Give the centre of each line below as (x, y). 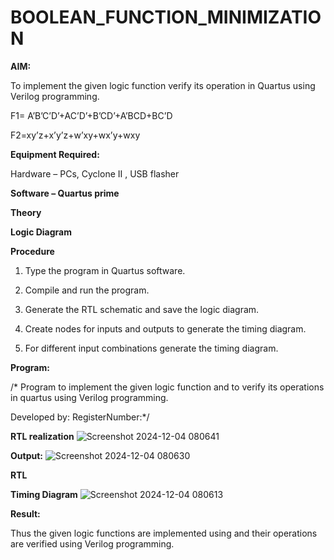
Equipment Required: (55, 154)
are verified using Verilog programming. (92, 543)
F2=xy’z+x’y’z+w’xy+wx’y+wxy (75, 135)
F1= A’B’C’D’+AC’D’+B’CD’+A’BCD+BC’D (91, 115)
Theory (26, 212)
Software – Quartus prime (65, 193)
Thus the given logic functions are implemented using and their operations (164, 533)
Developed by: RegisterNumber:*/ (80, 417)
